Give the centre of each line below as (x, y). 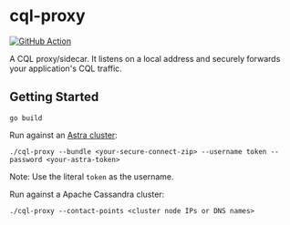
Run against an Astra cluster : (64, 135)
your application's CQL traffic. (66, 68)
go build (26, 118)
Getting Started (54, 97)
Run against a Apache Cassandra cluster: (87, 194)
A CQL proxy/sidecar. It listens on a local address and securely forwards (145, 58)
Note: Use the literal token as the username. (92, 176)
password (26, 159)
